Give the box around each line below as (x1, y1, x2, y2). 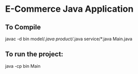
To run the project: (5, 50, 63, 58)
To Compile (5, 23, 41, 31)
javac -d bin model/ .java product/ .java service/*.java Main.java (5, 36, 133, 42)
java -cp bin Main (5, 63, 41, 69)
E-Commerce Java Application (5, 3, 134, 15)
